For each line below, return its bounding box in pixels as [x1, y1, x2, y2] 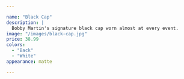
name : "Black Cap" [6, 14, 52, 20]
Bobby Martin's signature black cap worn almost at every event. [11, 25, 179, 31]
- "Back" [11, 47, 34, 54]
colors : [6, 42, 26, 48]
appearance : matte [6, 58, 52, 65]
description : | [6, 19, 44, 26]
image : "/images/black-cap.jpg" [6, 31, 87, 37]
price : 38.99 [6, 37, 39, 42]
